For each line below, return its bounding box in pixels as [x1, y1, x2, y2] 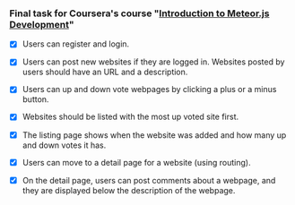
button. [22, 94, 49, 105]
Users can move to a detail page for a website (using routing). [22, 157, 251, 167]
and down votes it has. [22, 140, 107, 150]
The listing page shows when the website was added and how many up [22, 129, 287, 141]
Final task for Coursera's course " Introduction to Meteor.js [9, 7, 270, 20]
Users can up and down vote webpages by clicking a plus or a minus [22, 84, 277, 95]
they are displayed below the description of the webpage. [22, 184, 236, 195]
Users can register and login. [22, 38, 130, 49]
